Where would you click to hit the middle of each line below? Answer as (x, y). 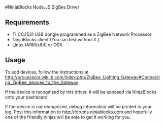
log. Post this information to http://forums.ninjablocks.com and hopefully (79, 112)
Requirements (27, 22)
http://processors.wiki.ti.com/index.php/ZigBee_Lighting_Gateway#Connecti (82, 77)
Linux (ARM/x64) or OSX (37, 45)
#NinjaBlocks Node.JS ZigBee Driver (42, 7)
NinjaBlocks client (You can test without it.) (56, 39)
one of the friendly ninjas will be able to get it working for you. (68, 117)
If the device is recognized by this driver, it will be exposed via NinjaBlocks (81, 92)
